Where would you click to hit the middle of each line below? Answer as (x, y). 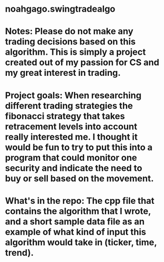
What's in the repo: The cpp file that (80, 201)
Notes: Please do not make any (69, 32)
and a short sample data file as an (75, 221)
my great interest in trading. (63, 73)
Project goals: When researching (73, 95)
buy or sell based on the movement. (80, 178)
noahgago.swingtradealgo (60, 9)
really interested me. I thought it (71, 137)
